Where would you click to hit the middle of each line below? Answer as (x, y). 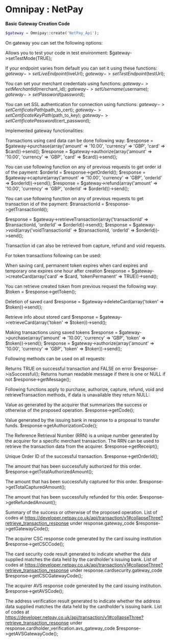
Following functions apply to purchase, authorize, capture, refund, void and (84, 389)
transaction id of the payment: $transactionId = (55, 204)
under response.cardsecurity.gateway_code (116, 570)
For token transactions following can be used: (53, 255)
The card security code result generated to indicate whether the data (78, 554)
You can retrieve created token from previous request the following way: (81, 286)
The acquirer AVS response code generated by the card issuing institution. (84, 586)
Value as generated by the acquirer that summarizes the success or (77, 405)
